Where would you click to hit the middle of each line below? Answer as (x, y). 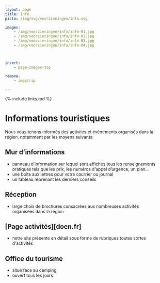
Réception (21, 195)
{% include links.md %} (29, 99)
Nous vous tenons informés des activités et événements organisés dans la (79, 132)
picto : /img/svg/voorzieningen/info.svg (47, 18)
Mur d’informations (35, 152)
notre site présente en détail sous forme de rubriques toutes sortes (79, 238)
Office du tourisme (34, 259)
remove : (13, 76)
